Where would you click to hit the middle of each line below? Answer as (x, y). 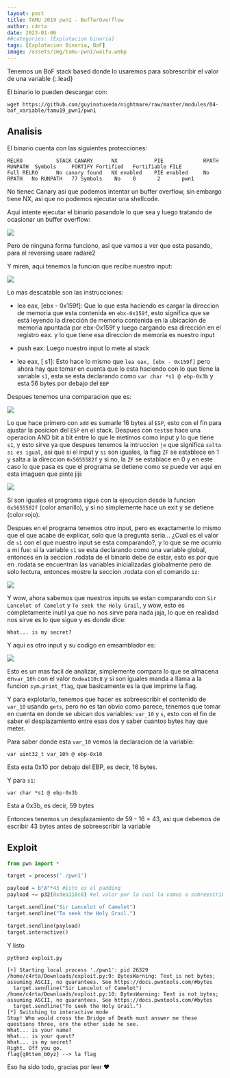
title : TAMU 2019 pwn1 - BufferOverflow (66, 20)
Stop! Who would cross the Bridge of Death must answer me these (102, 1018)
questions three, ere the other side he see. (73, 1024)
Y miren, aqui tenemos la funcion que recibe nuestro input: (90, 266)
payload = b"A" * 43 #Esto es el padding (64, 888)
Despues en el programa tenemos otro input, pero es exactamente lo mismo (114, 528)
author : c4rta (27, 26)
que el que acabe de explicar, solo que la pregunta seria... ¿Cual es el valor (113, 535)
